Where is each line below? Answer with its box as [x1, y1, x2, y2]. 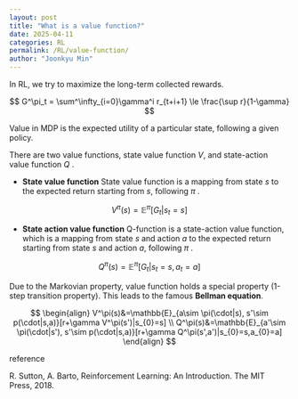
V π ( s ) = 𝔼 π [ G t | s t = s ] [110, 203, 189, 217]
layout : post [9, 12, 58, 22]
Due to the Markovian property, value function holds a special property [9, 281, 270, 291]
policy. [9, 133, 34, 142]
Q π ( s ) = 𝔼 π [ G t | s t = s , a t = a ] [98, 260, 201, 274]
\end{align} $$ [123, 336, 176, 346]
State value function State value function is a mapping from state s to [21, 176, 279, 187]
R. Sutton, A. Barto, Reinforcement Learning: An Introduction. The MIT [9, 370, 265, 381]
